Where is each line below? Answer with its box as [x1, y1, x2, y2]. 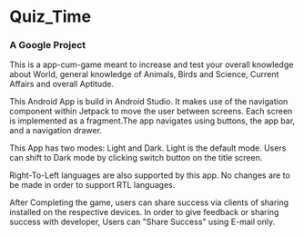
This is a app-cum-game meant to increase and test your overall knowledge [9, 59, 294, 70]
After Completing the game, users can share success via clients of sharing [9, 197, 289, 208]
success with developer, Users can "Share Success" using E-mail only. [9, 216, 276, 228]
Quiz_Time [9, 6, 92, 27]
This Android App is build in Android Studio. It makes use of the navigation [9, 96, 289, 107]
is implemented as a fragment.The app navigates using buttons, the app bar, [9, 115, 296, 126]
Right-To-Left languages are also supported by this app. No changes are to [9, 170, 291, 181]
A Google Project [9, 39, 86, 52]
